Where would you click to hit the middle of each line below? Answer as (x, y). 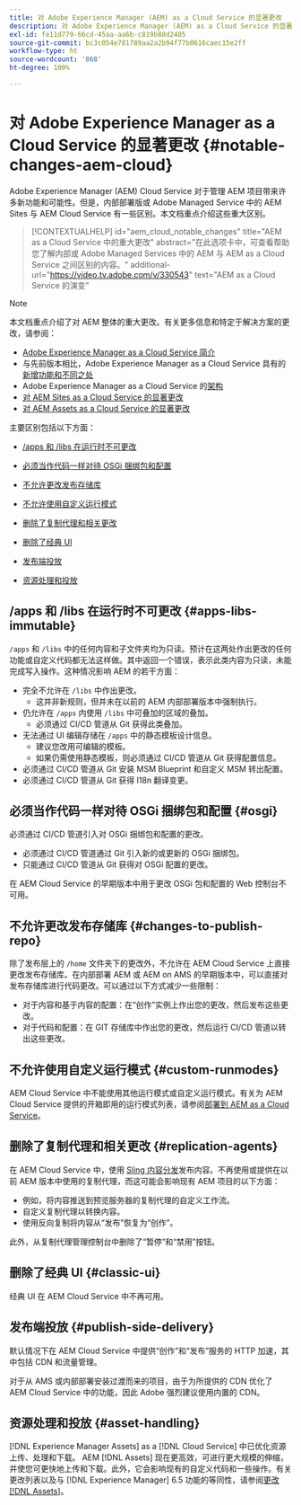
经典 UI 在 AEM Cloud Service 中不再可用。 (89, 1296)
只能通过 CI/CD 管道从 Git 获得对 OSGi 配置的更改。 (117, 864)
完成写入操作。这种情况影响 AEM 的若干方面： (95, 671)
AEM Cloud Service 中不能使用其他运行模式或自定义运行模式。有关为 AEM (146, 1093)
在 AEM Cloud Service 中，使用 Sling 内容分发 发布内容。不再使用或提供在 (145, 1170)
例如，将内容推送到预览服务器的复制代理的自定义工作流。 (128, 1200)
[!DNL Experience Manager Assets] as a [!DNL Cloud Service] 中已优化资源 (148, 1447)
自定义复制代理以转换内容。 (73, 1211)
